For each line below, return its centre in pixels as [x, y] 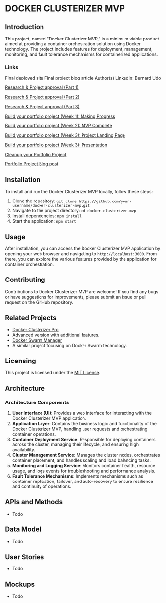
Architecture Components [37, 402]
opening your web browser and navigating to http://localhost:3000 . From [81, 254]
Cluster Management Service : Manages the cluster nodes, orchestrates [86, 455]
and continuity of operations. [42, 486]
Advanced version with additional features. [56, 335]
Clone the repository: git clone [44, 201]
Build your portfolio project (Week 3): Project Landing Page [65, 135]
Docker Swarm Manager [37, 340]
